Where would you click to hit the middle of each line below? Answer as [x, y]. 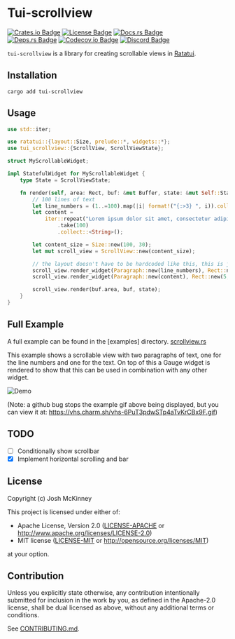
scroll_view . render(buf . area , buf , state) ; [97, 290]
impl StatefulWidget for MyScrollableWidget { [76, 174]
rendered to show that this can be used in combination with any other [107, 370]
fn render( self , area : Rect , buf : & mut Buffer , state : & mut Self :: [120, 193]
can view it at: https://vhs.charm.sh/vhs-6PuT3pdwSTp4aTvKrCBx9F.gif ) [113, 412]
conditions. [23, 615]
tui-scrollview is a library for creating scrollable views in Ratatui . [102, 53]
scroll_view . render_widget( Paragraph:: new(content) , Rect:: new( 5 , [131, 277]
